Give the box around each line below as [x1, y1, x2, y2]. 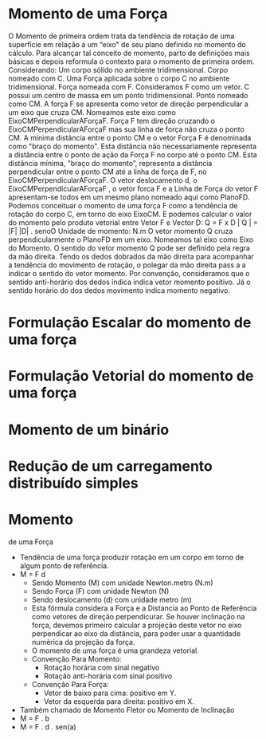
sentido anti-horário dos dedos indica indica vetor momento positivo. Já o [8, 277, 251, 287]
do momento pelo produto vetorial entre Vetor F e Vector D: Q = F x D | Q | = [8, 217, 259, 227]
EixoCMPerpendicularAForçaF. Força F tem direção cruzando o [8, 116, 215, 125]
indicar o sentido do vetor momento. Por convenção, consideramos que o [8, 268, 250, 278]
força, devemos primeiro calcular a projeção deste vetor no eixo [31, 620, 242, 630]
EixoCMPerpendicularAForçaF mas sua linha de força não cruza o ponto [8, 124, 244, 134]
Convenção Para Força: [31, 679, 109, 689]
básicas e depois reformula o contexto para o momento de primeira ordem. [8, 57, 255, 66]
